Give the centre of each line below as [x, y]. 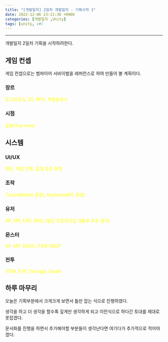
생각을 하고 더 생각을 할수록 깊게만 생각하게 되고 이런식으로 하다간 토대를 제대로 [82, 312]
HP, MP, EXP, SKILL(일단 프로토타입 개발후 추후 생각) [57, 221]
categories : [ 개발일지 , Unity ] [36, 19]
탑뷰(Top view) [20, 125]
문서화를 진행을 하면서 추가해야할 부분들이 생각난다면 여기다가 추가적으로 [76, 329]
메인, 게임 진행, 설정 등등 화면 [34, 169]
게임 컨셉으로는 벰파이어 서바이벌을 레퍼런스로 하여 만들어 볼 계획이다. [73, 73]
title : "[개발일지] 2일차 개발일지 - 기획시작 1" [50, 10]
